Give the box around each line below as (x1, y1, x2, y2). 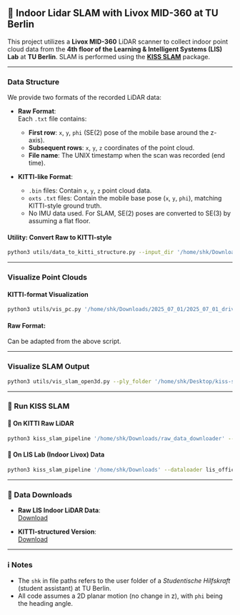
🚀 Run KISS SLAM (7, 401, 70, 411)
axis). (28, 136, 45, 145)
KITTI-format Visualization (7, 290, 89, 298)
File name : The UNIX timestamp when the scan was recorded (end (28, 151, 225, 160)
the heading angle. (17, 599, 74, 608)
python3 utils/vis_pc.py (7, 306, 81, 313)
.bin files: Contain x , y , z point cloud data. (28, 186, 152, 195)
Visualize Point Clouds (7, 273, 88, 283)
